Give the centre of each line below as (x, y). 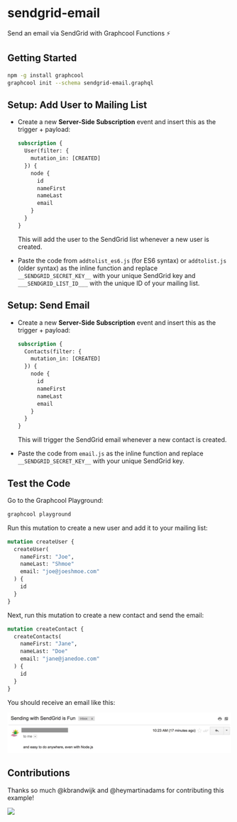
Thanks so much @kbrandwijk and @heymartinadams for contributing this (116, 790)
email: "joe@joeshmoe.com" (60, 572)
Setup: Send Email (49, 305)
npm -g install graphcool (45, 75)
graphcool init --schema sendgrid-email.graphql (81, 83)
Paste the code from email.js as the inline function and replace (110, 454)
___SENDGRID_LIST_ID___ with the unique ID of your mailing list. (109, 283)
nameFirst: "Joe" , (47, 557)
